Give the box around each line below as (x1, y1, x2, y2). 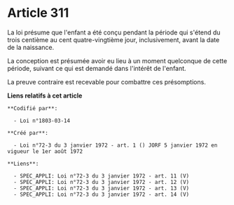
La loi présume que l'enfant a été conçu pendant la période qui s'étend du (7, 28, 221, 37)
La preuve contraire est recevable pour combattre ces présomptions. (7, 77, 207, 86)
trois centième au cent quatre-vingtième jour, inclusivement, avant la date (7, 35, 220, 44)
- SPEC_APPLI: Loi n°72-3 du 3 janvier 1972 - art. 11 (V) (13, 172, 190, 180)
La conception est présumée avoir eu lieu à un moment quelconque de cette (7, 56, 228, 65)
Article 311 (7, 5, 69, 21)
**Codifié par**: (7, 105, 58, 112)
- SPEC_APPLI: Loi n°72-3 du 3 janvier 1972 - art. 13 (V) (13, 185, 190, 192)
